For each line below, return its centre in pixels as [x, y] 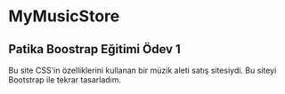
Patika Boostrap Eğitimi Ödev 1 [95, 49]
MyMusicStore [64, 16]
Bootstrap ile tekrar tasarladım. [65, 80]
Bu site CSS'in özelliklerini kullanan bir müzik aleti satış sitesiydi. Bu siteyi [142, 70]
